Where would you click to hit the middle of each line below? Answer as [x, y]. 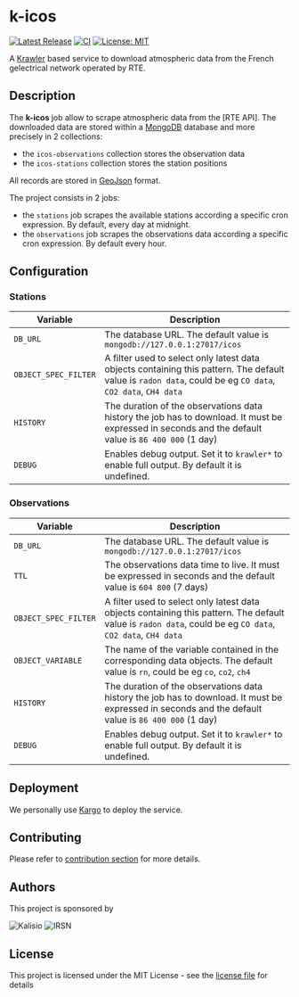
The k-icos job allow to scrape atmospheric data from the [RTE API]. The [143, 117]
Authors [32, 887]
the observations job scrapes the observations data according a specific [155, 234]
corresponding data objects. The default [189, 660]
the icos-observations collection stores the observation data [133, 153]
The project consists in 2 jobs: [65, 197]
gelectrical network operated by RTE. [77, 68]
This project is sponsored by [61, 909]
